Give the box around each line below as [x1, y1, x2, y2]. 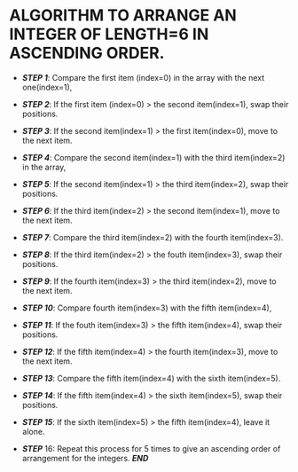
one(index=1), [21, 82, 73, 92]
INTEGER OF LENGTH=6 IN [9, 24, 209, 44]
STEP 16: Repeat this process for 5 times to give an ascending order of [21, 443, 281, 453]
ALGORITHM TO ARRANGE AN [9, 5, 237, 26]
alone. [21, 426, 45, 437]
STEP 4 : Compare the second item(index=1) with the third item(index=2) [21, 152, 286, 162]
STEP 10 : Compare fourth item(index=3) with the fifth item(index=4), [21, 303, 272, 313]
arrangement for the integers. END [21, 452, 149, 463]
